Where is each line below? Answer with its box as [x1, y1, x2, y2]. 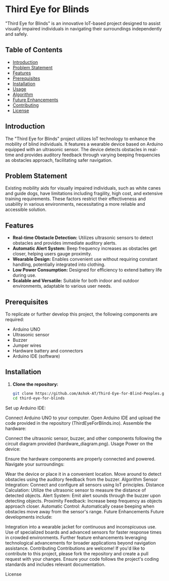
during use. [12, 272, 37, 279]
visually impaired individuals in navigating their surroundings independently [5, 25, 162, 31]
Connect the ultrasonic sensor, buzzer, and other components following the [5, 435, 162, 441]
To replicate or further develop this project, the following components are [5, 311, 158, 317]
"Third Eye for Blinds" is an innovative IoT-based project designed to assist [5, 20, 161, 26]
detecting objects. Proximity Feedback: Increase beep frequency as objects [5, 498, 162, 504]
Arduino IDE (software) [12, 353, 61, 359]
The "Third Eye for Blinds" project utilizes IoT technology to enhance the [5, 136, 155, 142]
